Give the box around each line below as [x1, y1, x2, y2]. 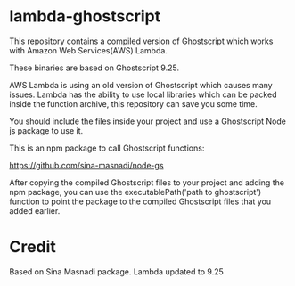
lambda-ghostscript [9, 6, 161, 27]
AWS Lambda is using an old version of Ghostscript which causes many [9, 79, 274, 90]
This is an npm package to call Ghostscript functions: [9, 143, 205, 153]
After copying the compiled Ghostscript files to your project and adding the [9, 176, 285, 188]
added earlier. [9, 205, 61, 216]
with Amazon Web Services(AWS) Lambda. [9, 45, 168, 55]
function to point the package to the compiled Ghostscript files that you [9, 196, 272, 207]
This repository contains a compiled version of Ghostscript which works [9, 36, 274, 46]
